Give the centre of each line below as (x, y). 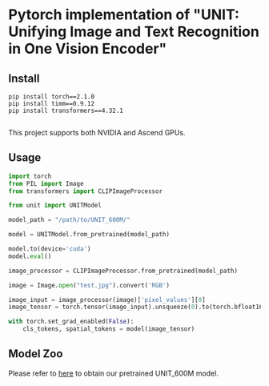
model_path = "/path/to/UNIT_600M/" (69, 220)
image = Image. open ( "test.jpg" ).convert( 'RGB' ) (89, 285)
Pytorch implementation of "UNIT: (124, 15)
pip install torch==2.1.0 (51, 97)
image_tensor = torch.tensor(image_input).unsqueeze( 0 (102, 307)
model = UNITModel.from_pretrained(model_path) (89, 235)
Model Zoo (36, 354)
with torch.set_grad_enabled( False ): (71, 322)
